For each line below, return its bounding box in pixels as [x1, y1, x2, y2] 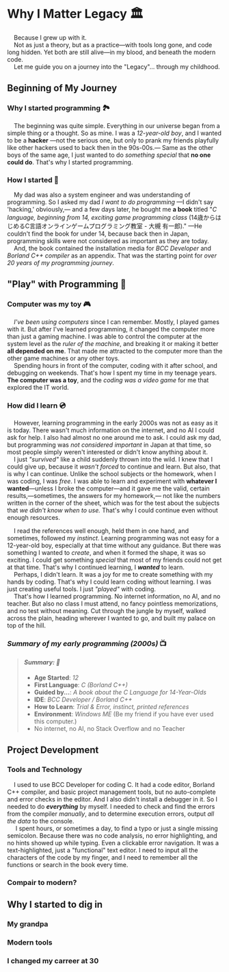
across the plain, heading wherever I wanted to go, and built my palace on [7, 614, 215, 622]
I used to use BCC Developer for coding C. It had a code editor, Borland [13, 780, 215, 788]
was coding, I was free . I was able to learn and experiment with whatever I [7, 477, 217, 485]
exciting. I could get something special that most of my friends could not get [7, 556, 222, 564]
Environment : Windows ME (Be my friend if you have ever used [33, 710, 214, 719]
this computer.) [33, 717, 77, 725]
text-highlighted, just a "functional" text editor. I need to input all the [7, 846, 198, 854]
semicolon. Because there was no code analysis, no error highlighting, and [7, 831, 217, 840]
